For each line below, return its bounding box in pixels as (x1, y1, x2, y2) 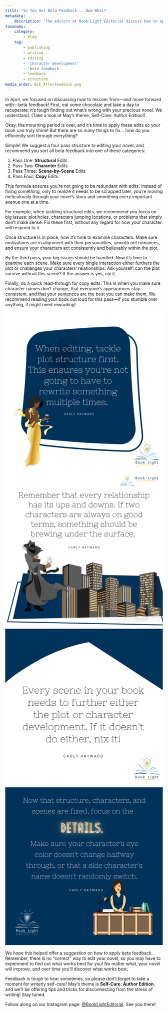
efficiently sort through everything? (5, 133, 78, 139)
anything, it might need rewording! (5, 301, 76, 307)
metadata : (5, 13, 26, 19)
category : (14, 29, 35, 35)
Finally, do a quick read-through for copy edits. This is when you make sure (5, 280, 161, 286)
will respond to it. (5, 224, 41, 230)
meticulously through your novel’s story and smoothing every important (5, 193, 152, 200)
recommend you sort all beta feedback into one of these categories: (5, 148, 145, 154)
